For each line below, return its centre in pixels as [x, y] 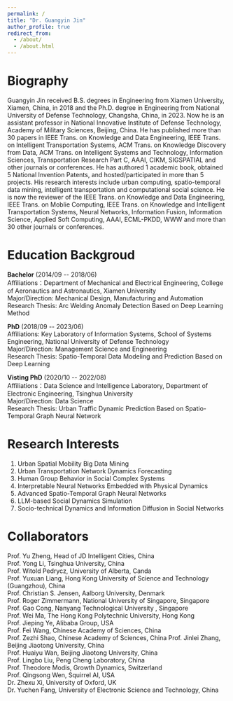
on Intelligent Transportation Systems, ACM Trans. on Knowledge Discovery [116, 145]
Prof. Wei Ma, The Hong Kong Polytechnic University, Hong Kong [101, 615]
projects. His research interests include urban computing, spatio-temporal [114, 182]
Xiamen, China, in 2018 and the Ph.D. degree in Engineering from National [114, 107]
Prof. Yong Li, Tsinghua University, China [66, 563]
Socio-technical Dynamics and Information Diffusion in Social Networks [120, 508]
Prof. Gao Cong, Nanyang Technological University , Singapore [98, 608]
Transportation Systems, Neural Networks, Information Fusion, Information [115, 211]
